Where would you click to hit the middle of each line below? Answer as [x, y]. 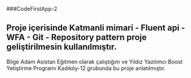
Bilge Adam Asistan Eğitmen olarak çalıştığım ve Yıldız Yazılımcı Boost [95, 62]
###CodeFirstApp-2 [32, 9]
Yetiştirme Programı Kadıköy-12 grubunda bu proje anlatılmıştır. [86, 68]
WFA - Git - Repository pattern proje [77, 37]
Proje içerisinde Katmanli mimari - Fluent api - [96, 28]
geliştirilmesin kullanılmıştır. [62, 47]
